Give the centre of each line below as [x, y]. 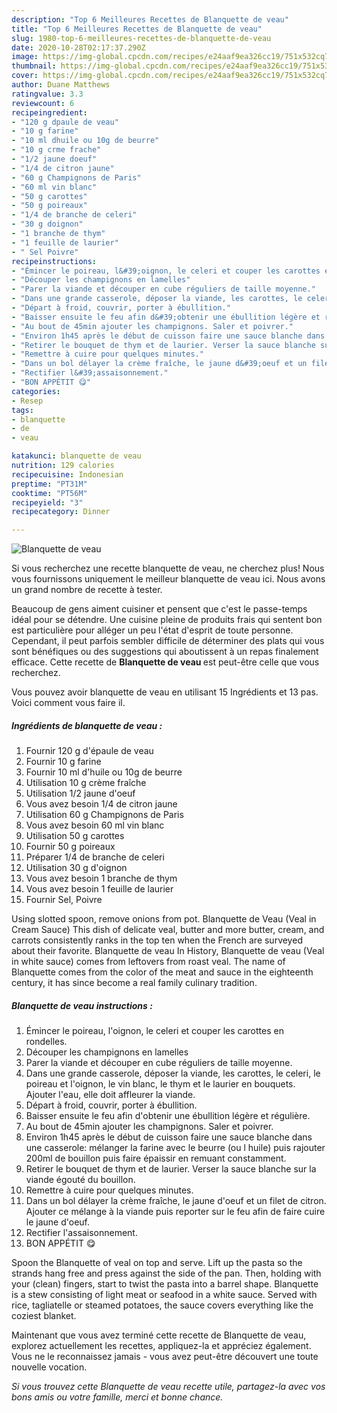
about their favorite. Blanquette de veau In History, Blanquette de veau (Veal [168, 951]
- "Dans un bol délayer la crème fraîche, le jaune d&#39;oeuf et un [159, 364]
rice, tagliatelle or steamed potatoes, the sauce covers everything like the [162, 1305]
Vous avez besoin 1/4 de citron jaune [101, 804]
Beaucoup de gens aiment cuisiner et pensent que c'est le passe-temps [159, 609]
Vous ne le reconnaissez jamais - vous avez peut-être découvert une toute [165, 1357]
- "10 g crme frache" [56, 150]
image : [25, 57]
